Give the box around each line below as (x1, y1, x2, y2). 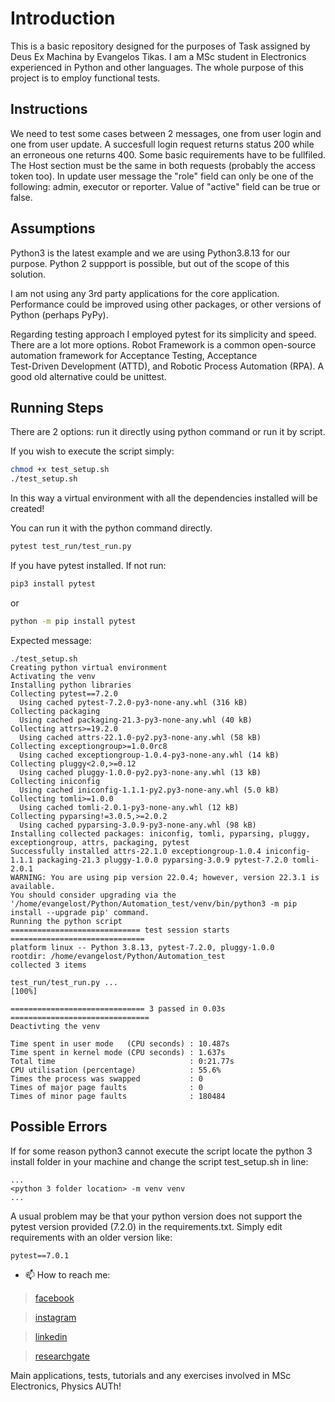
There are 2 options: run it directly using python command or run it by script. (10, 426, 326, 438)
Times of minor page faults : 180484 (10, 1091, 226, 1101)
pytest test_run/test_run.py (10, 542, 132, 552)
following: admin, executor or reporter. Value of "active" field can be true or (10, 180, 321, 192)
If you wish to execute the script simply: (10, 445, 175, 457)
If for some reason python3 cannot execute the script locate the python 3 (10, 1145, 313, 1157)
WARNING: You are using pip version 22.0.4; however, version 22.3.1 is (10, 872, 320, 882)
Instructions (10, 101, 88, 118)
